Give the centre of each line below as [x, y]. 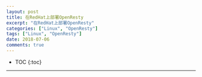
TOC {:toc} [28, 62]
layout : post [23, 12]
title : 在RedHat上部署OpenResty [45, 17]
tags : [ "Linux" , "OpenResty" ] [44, 34]
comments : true [25, 45]
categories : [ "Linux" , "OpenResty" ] [52, 28]
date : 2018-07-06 [28, 39]
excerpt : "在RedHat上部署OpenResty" [50, 23]
